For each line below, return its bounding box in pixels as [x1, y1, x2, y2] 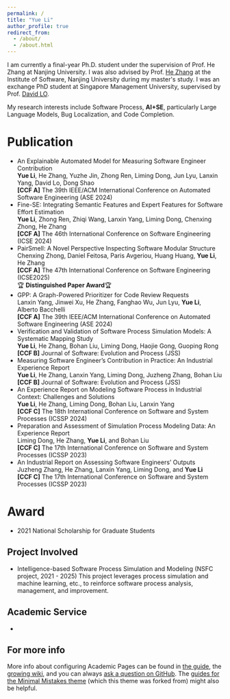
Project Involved [7, 546, 79, 558]
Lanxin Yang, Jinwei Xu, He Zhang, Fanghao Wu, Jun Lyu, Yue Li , [16, 298, 202, 306]
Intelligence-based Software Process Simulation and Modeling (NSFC [16, 564, 214, 572]
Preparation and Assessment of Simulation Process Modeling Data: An [16, 422, 216, 430]
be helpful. [7, 684, 38, 692]
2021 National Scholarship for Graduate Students [16, 526, 155, 535]
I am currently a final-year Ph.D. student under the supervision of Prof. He [7, 61, 216, 68]
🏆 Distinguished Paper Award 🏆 [16, 281, 112, 289]
